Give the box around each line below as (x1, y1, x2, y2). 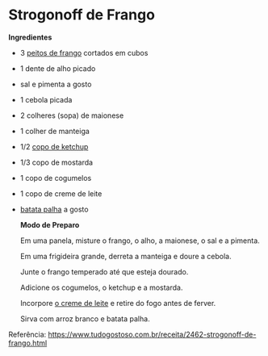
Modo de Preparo (19, 220, 80, 229)
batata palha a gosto (19, 204, 89, 214)
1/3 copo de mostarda (19, 157, 94, 167)
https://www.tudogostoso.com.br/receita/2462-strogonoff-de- (48, 329, 257, 339)
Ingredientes (8, 32, 52, 42)
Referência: (8, 329, 47, 339)
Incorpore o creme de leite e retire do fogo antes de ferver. (19, 298, 216, 308)
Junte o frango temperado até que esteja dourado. (19, 266, 189, 276)
